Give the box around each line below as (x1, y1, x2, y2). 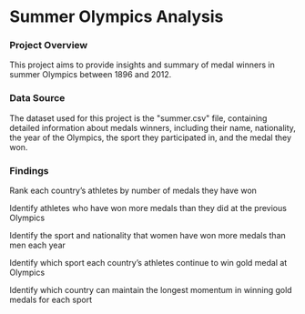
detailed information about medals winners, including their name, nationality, (9, 122, 296, 133)
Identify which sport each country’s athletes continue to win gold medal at (9, 258, 288, 268)
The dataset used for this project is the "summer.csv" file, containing (9, 112, 268, 124)
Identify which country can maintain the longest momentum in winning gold (9, 285, 293, 296)
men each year (9, 239, 66, 251)
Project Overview (9, 39, 88, 52)
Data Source (9, 92, 66, 105)
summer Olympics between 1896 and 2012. (9, 69, 172, 80)
